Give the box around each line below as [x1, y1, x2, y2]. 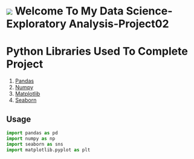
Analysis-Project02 [68, 17, 169, 31]
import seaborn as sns [6, 141, 63, 147]
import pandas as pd [6, 129, 59, 136]
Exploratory [6, 17, 66, 31]
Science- [126, 4, 173, 18]
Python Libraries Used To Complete [6, 45, 189, 58]
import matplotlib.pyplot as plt [6, 146, 91, 153]
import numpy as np [6, 136, 56, 142]
